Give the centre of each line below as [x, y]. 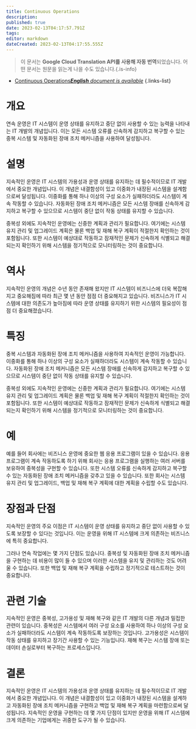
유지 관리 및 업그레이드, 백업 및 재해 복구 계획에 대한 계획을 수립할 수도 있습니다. [97, 483]
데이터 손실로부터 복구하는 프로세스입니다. [54, 647]
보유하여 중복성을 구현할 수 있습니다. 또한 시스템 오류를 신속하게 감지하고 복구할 [97, 468]
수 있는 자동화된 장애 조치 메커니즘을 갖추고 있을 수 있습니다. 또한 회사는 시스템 [96, 475]
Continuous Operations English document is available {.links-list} [93, 80]
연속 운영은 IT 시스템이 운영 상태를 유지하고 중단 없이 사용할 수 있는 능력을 [90, 123]
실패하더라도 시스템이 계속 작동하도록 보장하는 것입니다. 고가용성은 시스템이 [103, 633]
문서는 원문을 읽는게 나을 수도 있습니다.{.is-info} [82, 69]
